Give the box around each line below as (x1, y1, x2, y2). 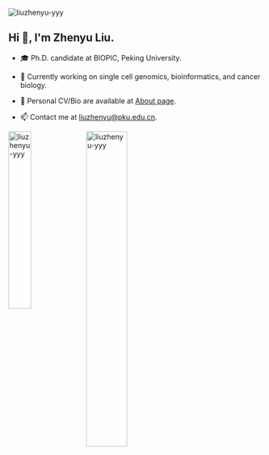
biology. (19, 80, 47, 90)
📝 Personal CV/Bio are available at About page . (19, 95, 176, 105)
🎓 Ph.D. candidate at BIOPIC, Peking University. (19, 53, 182, 62)
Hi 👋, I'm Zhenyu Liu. (8, 31, 115, 44)
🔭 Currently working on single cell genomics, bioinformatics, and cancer (19, 71, 261, 81)
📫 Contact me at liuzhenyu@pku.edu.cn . (19, 112, 158, 121)
